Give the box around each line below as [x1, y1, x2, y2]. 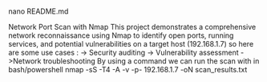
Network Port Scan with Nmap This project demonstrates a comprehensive [8, 22, 257, 31]
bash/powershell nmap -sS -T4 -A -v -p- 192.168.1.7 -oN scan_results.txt [8, 64, 248, 74]
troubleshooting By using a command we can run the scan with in [42, 55, 260, 66]
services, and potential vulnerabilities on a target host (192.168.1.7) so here [8, 39, 254, 48]
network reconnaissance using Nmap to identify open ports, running [8, 31, 234, 40]
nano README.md [8, 6, 69, 16]
